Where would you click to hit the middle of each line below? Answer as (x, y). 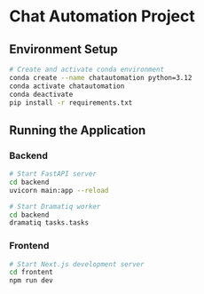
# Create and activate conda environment (87, 69)
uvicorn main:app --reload (59, 190)
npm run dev (31, 281)
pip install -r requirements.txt (71, 103)
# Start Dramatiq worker (55, 206)
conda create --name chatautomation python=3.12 (101, 77)
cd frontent (31, 273)
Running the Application (78, 130)
